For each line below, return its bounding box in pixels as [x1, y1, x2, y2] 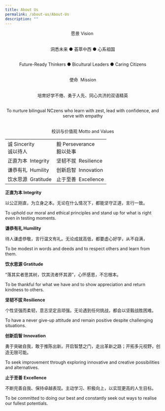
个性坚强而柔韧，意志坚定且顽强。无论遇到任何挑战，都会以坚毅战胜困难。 [5, 307, 156, 314]
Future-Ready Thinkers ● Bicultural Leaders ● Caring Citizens [19, 61, 147, 67]
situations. [5, 323, 26, 329]
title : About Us [5, 7, 38, 12]
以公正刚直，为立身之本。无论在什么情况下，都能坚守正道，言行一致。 [5, 200, 148, 206]
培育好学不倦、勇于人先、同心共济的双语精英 [37, 92, 128, 99]
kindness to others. [5, 287, 44, 293]
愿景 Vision [70, 31, 94, 37]
